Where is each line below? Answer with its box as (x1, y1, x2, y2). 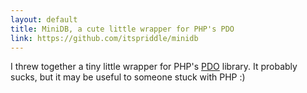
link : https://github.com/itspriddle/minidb (10, 33, 199, 43)
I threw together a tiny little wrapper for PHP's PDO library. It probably (10, 61, 298, 73)
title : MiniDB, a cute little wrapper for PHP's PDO (10, 24, 235, 34)
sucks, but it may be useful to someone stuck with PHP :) (10, 71, 246, 83)
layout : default (10, 14, 78, 25)
